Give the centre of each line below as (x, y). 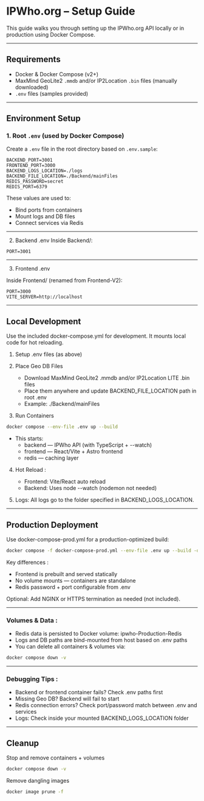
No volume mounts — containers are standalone (76, 580)
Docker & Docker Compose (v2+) (57, 74)
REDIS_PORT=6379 (27, 187)
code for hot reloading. (35, 343)
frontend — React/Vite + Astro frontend (73, 452)
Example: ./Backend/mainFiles (62, 404)
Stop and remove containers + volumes (56, 758)
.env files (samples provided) (52, 93)
